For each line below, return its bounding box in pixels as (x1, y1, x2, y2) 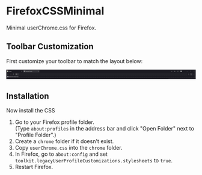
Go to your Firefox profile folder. (14, 118, 94, 126)
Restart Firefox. (14, 164, 54, 171)
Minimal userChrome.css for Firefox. (6, 24, 97, 31)
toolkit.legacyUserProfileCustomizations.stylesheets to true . (14, 157, 173, 164)
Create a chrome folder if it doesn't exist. (14, 138, 114, 145)
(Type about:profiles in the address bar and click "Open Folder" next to (14, 125, 194, 132)
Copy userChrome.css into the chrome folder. (14, 144, 123, 152)
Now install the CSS (6, 107, 55, 114)
